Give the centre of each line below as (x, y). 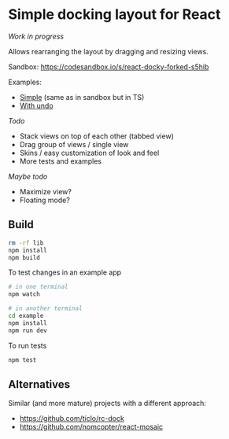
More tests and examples (61, 161)
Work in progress (36, 36)
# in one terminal (38, 287)
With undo (36, 105)
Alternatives (39, 384)
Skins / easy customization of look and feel (89, 153)
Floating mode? (45, 200)
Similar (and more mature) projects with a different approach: (107, 404)
